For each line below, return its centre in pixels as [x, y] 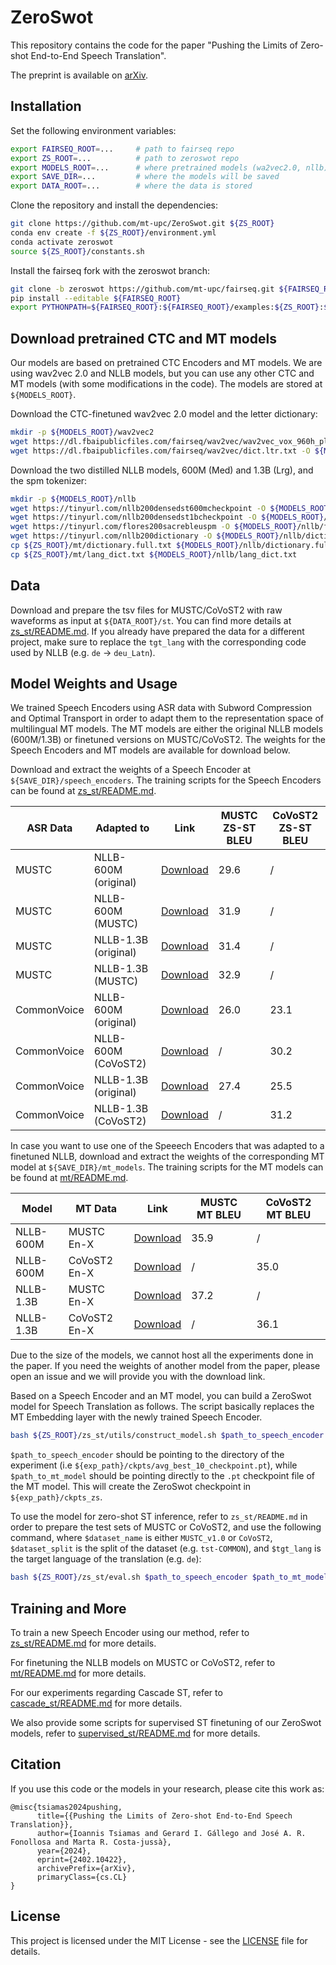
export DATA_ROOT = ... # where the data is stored [131, 186]
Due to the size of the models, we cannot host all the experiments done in [162, 1355]
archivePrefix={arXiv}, [86, 1868]
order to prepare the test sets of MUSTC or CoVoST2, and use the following [166, 1527]
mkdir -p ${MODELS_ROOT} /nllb [73, 499]
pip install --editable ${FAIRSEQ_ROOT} [96, 298]
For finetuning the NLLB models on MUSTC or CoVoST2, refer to [143, 1662]
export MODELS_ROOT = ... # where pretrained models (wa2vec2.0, [156, 167]
